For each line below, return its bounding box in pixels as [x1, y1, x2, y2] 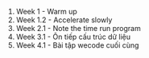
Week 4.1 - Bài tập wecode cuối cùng [15, 41, 139, 50]
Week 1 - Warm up [15, 7, 78, 16]
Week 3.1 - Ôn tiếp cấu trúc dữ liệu [15, 32, 131, 41]
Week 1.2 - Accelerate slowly [15, 15, 113, 25]
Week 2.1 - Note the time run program [15, 24, 141, 33]
